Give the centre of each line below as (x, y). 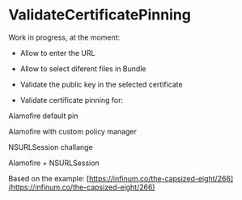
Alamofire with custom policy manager (73, 131)
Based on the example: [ (49, 178)
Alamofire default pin (43, 116)
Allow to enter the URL (57, 53)
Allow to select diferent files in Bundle (83, 68)
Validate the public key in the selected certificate (102, 84)
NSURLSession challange (51, 147)
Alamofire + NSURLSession (54, 163)
